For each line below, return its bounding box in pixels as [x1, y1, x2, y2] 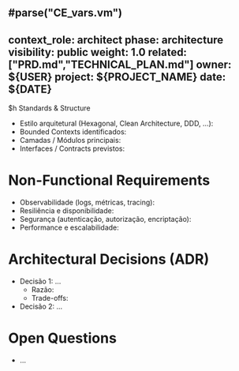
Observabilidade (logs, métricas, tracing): [19, 197, 155, 208]
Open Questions [8, 329, 117, 347]
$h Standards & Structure [8, 103, 91, 113]
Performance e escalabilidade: [19, 223, 120, 232]
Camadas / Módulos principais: [19, 136, 121, 145]
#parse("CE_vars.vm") [8, 6, 122, 20]
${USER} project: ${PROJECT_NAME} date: [8, 70, 226, 84]
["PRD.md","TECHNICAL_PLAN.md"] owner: [8, 58, 232, 71]
